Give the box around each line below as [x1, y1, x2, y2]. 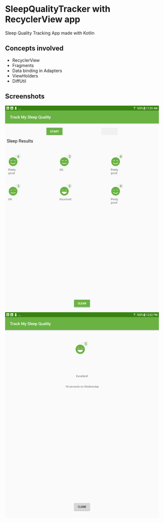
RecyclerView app [5, 14, 81, 25]
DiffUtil [12, 78, 26, 84]
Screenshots [5, 92, 45, 101]
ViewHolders [12, 72, 38, 79]
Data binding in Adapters [12, 68, 62, 73]
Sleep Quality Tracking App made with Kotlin [5, 30, 95, 36]
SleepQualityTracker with [5, 3, 111, 15]
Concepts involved [5, 44, 64, 52]
